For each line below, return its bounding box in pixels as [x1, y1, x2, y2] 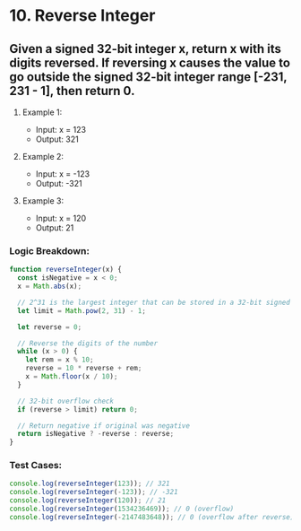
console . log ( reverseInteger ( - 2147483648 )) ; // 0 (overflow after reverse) [9, 512, 295, 521]
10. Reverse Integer [9, 5, 156, 26]
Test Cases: [9, 459, 63, 472]
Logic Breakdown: [9, 244, 90, 257]
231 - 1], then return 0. [9, 83, 135, 99]
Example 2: [21, 152, 64, 161]
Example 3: [21, 196, 64, 206]
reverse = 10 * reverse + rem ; [25, 364, 142, 373]
